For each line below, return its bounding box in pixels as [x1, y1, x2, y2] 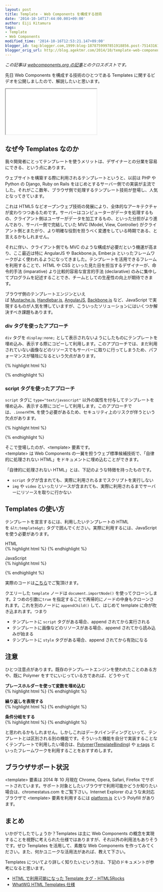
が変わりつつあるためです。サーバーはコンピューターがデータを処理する [5, 210, 149, 215]
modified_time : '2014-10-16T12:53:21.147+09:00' [5, 39, 105, 44]
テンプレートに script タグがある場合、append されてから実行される [12, 618, 150, 625]
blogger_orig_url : [5, 48, 42, 52]
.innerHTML [14, 410, 35, 415]
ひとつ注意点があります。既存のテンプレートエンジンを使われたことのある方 [5, 666, 157, 672]
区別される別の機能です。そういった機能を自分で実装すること [30, 735, 154, 741]
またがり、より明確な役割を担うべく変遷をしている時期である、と [26, 228, 158, 234]
